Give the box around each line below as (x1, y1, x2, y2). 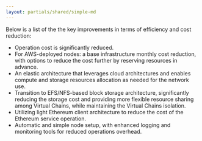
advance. (14, 63, 38, 70)
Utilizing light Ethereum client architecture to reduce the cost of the (14, 108, 184, 115)
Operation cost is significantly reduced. (14, 44, 114, 51)
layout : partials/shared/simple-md (5, 9, 96, 15)
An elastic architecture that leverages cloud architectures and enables (14, 69, 191, 77)
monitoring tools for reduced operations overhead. (14, 128, 142, 135)
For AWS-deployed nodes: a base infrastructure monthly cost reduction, (14, 50, 197, 58)
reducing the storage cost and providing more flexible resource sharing (14, 95, 194, 103)
